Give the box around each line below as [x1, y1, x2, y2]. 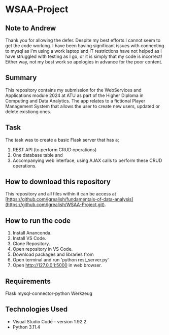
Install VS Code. [12, 235, 47, 242]
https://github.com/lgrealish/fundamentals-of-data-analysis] [7, 196, 133, 203]
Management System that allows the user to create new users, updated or [5, 103, 160, 109]
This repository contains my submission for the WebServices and [5, 87, 142, 93]
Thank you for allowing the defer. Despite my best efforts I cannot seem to [5, 37, 161, 43]
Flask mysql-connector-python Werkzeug [5, 290, 93, 296]
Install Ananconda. [12, 230, 52, 236]
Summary [5, 74, 37, 82]
